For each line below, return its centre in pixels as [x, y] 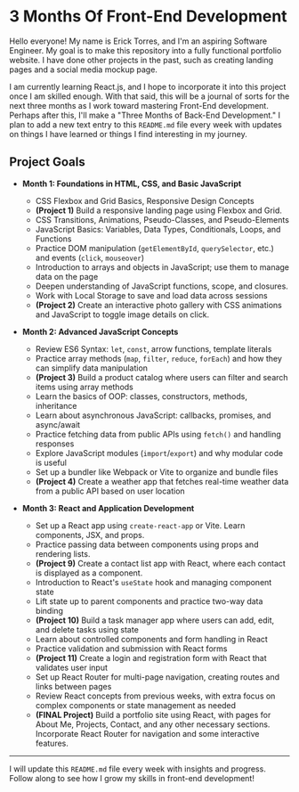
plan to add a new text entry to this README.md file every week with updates [145, 124]
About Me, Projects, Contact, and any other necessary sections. [153, 724]
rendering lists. [63, 553]
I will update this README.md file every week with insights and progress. [138, 769]
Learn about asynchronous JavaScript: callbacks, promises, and [153, 415]
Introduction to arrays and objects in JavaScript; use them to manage [162, 267]
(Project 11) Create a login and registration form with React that [151, 657]
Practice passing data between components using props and [147, 544]
